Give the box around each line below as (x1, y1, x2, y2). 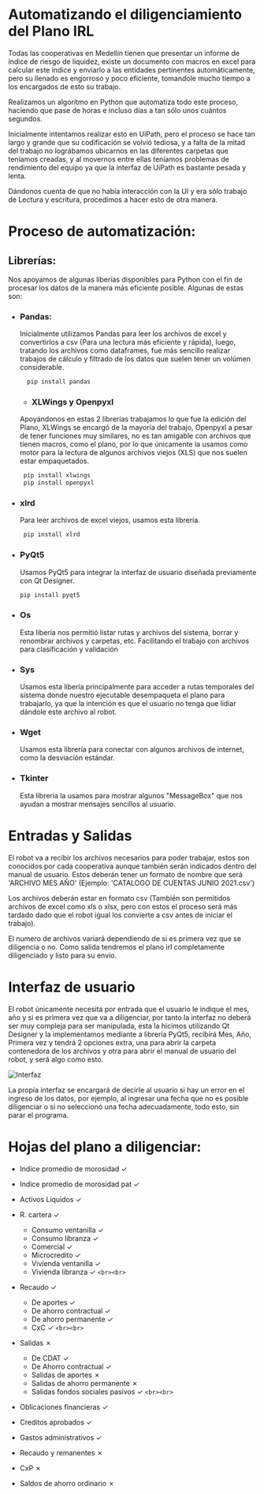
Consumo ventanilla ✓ (31, 1225, 104, 1234)
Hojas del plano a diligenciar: (8, 1137, 202, 1156)
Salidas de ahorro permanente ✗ (31, 1378, 139, 1388)
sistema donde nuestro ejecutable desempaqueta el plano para (19, 690, 225, 700)
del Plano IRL (8, 22, 95, 40)
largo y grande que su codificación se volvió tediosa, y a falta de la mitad (8, 137, 246, 147)
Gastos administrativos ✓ (19, 1432, 102, 1442)
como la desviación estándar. (19, 753, 116, 763)
